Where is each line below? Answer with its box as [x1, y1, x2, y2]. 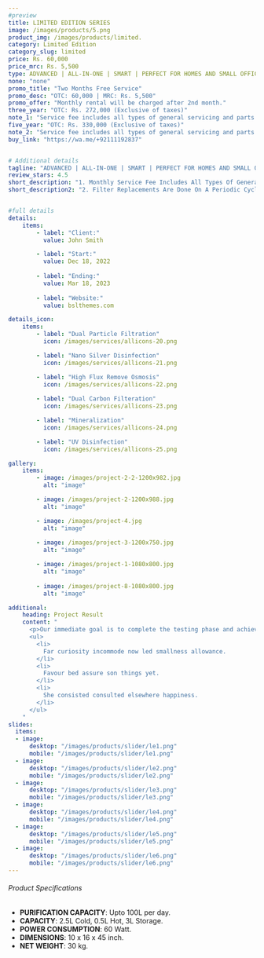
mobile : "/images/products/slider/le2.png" [28, 771, 174, 780]
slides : [8, 720, 34, 729]
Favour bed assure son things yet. [42, 669, 159, 678]
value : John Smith [42, 236, 104, 244]
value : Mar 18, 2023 [42, 280, 111, 287]
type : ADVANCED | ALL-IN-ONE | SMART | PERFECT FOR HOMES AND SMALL [8, 70, 237, 78]
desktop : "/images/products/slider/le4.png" [28, 808, 178, 816]
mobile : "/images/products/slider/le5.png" [28, 837, 174, 845]
